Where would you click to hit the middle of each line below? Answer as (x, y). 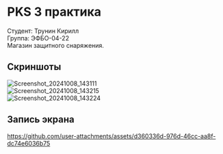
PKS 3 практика (54, 12)
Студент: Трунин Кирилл (43, 31)
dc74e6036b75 (29, 143)
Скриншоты (34, 67)
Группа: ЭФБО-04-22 (38, 38)
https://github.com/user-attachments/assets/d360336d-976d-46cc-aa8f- (112, 136)
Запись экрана (41, 119)
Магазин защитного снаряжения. (56, 45)
